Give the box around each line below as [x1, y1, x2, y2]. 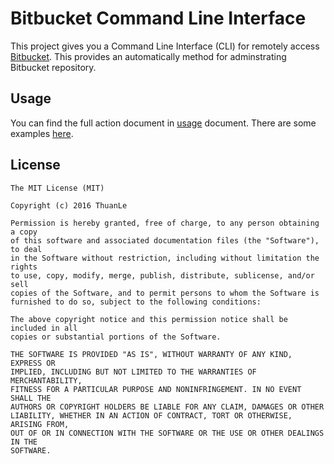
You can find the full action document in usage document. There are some [10, 117, 317, 129]
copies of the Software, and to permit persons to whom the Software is [10, 288, 320, 298]
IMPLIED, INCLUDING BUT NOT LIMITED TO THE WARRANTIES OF [10, 367, 257, 377]
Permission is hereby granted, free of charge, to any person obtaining [10, 218, 320, 228]
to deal [10, 244, 43, 254]
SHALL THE [10, 393, 52, 403]
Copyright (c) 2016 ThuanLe [10, 200, 128, 211]
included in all [10, 323, 78, 333]
